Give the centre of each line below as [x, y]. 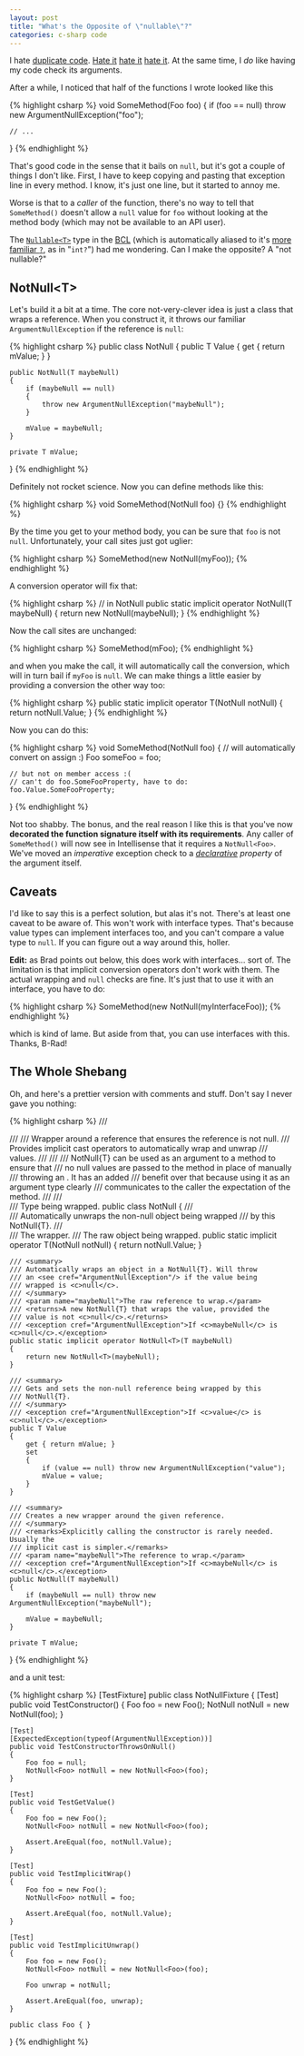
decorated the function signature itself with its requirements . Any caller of [152, 834]
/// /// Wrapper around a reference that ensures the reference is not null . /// [150, 1138]
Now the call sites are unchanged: [73, 631]
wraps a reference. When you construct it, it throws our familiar [128, 320]
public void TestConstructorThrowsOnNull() [93, 1746]
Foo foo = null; [57, 1763]
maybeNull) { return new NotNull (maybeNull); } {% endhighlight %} [135, 613]
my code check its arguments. [66, 70]
